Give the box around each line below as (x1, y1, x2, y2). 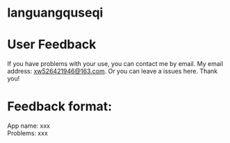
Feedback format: (7, 99, 113, 115)
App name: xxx (7, 121, 51, 130)
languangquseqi (7, 5, 104, 21)
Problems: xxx (7, 129, 49, 137)
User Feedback (7, 37, 97, 53)
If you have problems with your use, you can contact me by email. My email (7, 60, 224, 68)
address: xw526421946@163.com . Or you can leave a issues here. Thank (7, 67, 218, 76)
